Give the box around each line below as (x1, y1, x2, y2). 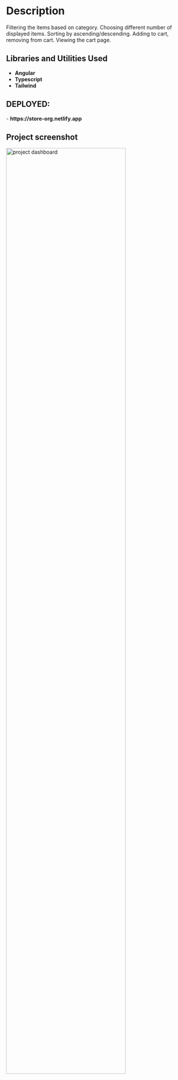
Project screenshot (6, 132, 78, 142)
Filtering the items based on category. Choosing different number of (6, 24, 173, 31)
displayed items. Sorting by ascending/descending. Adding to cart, (6, 30, 169, 37)
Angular (14, 69, 35, 77)
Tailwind (14, 82, 37, 89)
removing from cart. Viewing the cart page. (6, 36, 111, 43)
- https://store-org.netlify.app (6, 115, 82, 122)
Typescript (14, 75, 43, 82)
